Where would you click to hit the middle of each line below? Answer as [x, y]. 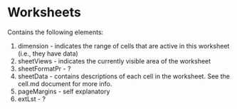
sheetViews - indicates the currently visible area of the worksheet [114, 61]
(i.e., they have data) [48, 53]
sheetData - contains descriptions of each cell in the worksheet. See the [123, 76]
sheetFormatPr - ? [44, 68]
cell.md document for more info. [65, 83]
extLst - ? [32, 99]
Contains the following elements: [56, 32]
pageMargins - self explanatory [64, 91]
